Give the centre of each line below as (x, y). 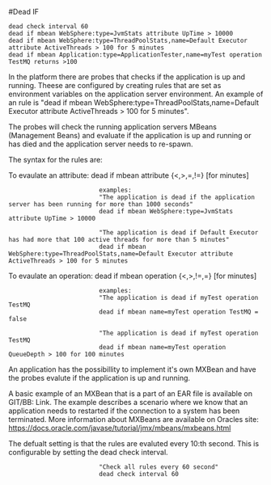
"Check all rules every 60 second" (159, 467)
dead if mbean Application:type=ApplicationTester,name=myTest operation (135, 55)
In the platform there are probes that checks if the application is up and (127, 77)
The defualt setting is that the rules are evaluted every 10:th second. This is (134, 443)
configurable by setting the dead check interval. (88, 452)
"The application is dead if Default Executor (178, 233)
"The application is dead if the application (176, 197)
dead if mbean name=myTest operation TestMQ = (178, 312)
